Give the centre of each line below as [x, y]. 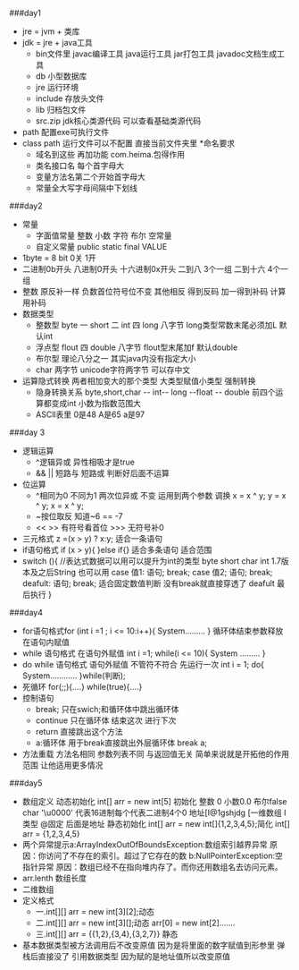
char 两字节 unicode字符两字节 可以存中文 [112, 370]
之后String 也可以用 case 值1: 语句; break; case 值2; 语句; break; [155, 572]
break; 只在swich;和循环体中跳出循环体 [107, 709]
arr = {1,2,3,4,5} [51, 834]
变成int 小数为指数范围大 [96, 403]
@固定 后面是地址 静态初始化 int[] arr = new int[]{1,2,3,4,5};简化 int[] [165, 824]
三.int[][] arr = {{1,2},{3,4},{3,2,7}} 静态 [107, 934]
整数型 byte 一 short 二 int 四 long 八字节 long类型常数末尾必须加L [156, 325]
